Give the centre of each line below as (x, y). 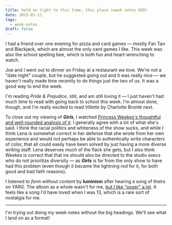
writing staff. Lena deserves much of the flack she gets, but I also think (80, 150)
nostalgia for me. (23, 198)
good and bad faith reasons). (36, 172)
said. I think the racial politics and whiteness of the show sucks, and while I (84, 128)
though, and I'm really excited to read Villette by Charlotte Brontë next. (80, 107)
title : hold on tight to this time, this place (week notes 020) (76, 10)
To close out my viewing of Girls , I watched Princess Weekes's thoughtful (83, 117)
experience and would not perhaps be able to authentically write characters (85, 139)
